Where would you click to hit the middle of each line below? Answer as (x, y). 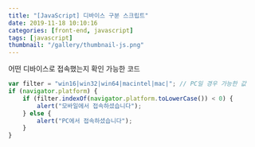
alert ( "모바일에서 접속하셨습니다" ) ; (89, 106)
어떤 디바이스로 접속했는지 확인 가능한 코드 (75, 69)
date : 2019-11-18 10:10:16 (53, 23)
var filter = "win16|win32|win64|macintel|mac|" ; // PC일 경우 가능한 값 (127, 84)
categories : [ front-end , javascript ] (71, 30)
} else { (37, 113)
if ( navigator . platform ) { (53, 91)
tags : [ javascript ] (41, 38)
